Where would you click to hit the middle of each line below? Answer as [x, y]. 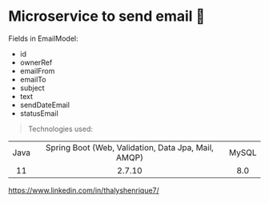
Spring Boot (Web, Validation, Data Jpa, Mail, [130, 147]
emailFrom [37, 70]
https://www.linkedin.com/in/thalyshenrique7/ [84, 190]
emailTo [33, 79]
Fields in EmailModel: [43, 38]
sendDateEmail [45, 105]
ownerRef [36, 62]
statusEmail [39, 113]
